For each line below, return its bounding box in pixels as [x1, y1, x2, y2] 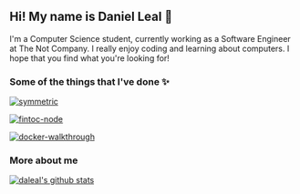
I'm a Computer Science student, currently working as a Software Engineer [9, 33, 292, 44]
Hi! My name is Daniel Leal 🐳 [9, 9, 173, 25]
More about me [9, 154, 78, 167]
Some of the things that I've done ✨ [9, 75, 171, 87]
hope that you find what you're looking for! [9, 52, 171, 64]
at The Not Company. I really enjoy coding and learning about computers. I [9, 43, 290, 54]
